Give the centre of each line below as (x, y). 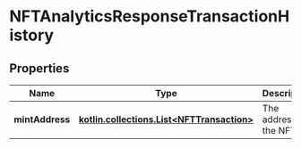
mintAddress (42, 119)
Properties (39, 68)
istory (32, 35)
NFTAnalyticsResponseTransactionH (150, 16)
